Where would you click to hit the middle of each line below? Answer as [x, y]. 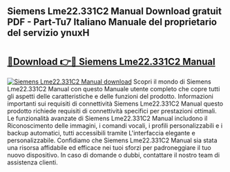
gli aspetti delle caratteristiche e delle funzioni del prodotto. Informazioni [111, 96]
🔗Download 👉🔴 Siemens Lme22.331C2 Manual [111, 61]
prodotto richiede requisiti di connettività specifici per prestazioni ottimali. [112, 111]
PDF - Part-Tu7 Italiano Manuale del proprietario [112, 22]
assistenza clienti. [33, 162]
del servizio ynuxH [48, 33]
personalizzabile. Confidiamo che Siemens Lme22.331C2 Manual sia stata [112, 140]
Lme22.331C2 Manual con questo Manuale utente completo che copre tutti [114, 89]
